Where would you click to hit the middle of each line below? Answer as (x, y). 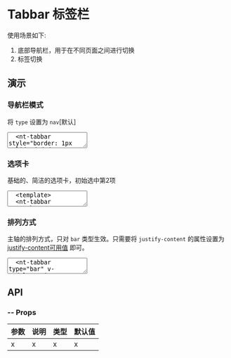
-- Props (22, 312)
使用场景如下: (27, 35)
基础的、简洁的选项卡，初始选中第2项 (61, 180)
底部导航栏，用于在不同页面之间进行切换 (76, 50)
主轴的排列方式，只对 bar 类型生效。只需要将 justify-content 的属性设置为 (116, 239)
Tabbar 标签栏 (48, 14)
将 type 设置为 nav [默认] (42, 122)
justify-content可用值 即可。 (48, 248)
